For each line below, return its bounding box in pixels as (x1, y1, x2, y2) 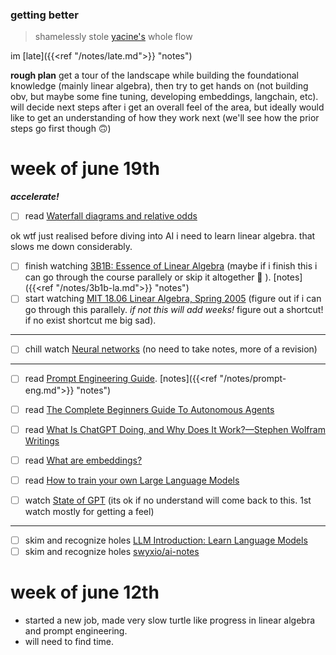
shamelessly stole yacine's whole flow (34, 31, 193, 43)
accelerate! (10, 191, 60, 203)
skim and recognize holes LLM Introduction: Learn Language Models (24, 534, 308, 546)
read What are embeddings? (24, 454, 143, 466)
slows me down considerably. (10, 241, 133, 253)
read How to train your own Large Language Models (24, 474, 240, 486)
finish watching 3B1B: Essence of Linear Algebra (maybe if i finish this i (24, 260, 318, 272)
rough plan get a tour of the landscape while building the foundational (10, 69, 299, 82)
